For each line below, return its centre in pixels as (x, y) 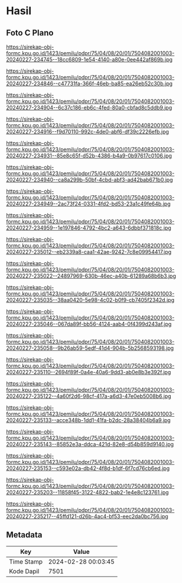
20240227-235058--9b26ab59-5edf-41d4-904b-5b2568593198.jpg (90, 348)
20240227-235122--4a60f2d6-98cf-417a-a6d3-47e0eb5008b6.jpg (89, 396)
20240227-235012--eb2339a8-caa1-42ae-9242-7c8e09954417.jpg (89, 252)
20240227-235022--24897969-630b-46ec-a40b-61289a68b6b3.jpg (91, 276)
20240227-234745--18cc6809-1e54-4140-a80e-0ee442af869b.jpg (90, 59)
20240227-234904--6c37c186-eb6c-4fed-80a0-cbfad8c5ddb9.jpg (89, 107)
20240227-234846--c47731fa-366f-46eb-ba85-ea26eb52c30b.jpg (90, 83)
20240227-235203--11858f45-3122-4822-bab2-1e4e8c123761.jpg (87, 492)
